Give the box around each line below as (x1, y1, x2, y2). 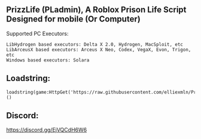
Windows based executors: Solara (6, 57, 90, 63)
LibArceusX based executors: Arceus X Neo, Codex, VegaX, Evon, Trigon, (6, 47, 191, 52)
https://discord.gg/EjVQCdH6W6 (6, 126, 87, 134)
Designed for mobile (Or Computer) (6, 14, 141, 24)
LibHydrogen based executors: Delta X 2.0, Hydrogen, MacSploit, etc (6, 41, 184, 47)
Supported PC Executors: (6, 30, 69, 37)
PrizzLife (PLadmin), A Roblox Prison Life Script (6, 5, 187, 15)
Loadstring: (6, 73, 51, 84)
